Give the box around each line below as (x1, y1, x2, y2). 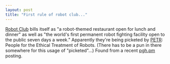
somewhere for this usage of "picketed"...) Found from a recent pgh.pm (5, 47, 155, 53)
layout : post (5, 7, 33, 13)
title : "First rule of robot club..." (5, 12, 88, 17)
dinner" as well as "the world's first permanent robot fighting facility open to (5, 31, 165, 37)
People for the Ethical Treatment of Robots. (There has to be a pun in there (5, 42, 162, 48)
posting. (5, 52, 23, 58)
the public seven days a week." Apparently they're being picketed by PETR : (5, 36, 163, 43)
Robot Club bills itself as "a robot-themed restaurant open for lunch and (5, 26, 156, 32)
